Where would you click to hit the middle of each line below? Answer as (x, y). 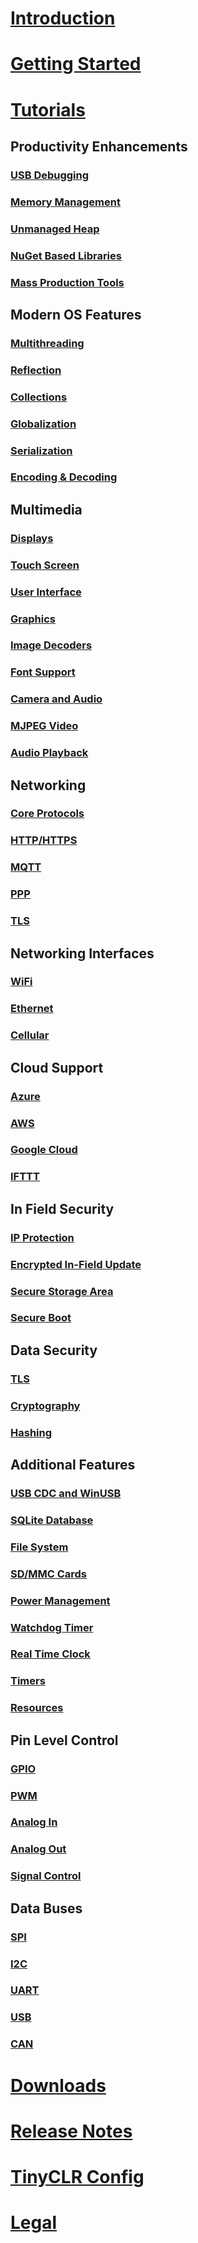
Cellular (30, 1035)
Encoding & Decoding (64, 477)
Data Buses (46, 1908)
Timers (28, 1681)
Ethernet (32, 1009)
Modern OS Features (76, 314)
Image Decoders (51, 645)
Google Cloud (44, 1150)
